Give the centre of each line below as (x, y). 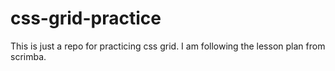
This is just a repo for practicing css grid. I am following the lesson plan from (168, 46)
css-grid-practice (86, 18)
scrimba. (28, 56)
